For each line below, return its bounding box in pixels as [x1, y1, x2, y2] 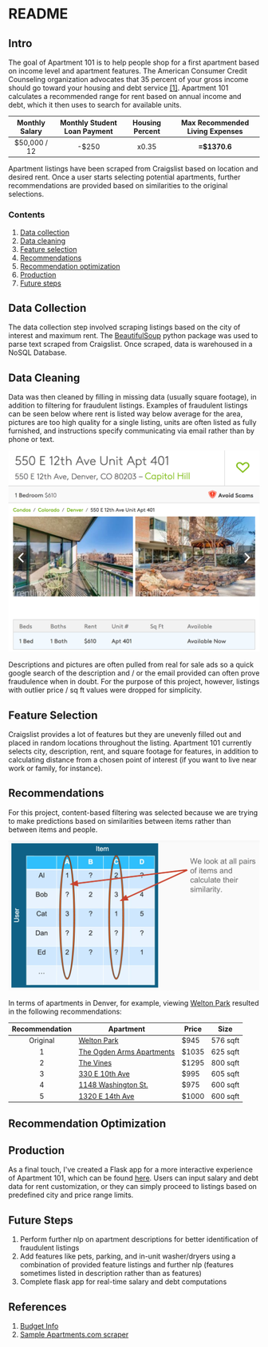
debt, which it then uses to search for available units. [8, 100, 182, 109]
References [8, 1300, 67, 1314]
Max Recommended [180, 117, 250, 128]
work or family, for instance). [8, 763, 103, 774]
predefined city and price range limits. [8, 1190, 134, 1200]
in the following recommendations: [8, 1006, 122, 1016]
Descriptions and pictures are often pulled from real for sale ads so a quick [8, 660, 254, 670]
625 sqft [211, 1046, 240, 1057]
